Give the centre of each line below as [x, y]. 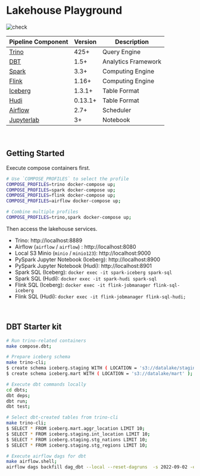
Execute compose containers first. [48, 167]
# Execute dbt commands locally [46, 384]
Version [85, 41]
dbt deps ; [18, 395]
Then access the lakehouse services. [52, 228]
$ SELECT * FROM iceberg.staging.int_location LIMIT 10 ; [78, 434]
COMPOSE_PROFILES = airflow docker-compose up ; [63, 201]
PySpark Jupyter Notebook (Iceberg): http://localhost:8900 [87, 259]
